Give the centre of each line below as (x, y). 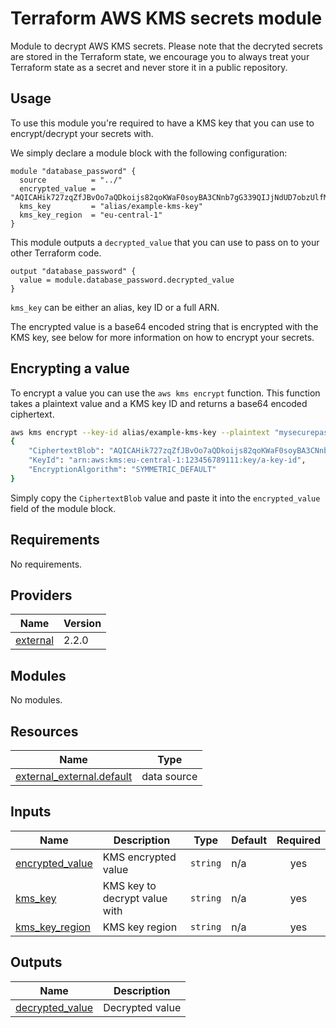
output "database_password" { (73, 271)
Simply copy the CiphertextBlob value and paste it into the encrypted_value (165, 498)
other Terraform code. (56, 253)
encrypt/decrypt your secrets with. (82, 133)
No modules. (36, 700)
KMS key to (129, 885)
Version (82, 624)
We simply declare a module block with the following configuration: (149, 153)
